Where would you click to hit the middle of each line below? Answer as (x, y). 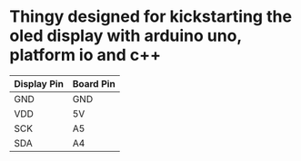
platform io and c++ (85, 55)
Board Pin (94, 83)
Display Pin (39, 83)
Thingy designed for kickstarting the (151, 17)
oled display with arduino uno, (126, 36)
